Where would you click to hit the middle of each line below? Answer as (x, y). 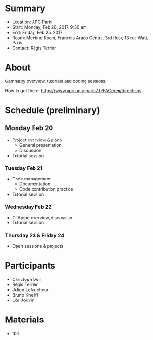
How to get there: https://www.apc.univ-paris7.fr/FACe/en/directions (73, 90)
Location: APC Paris (32, 22)
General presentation (40, 145)
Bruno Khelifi (25, 295)
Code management (31, 179)
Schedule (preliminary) (53, 110)
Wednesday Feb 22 (28, 207)
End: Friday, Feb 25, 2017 (37, 32)
